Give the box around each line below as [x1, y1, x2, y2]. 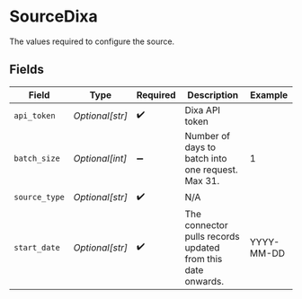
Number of [184, 129, 231, 142]
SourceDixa [9, 6, 99, 27]
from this [184, 252, 223, 265]
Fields [9, 62, 45, 77]
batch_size [13, 153, 60, 163]
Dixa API [184, 103, 221, 116]
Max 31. [184, 174, 220, 187]
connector [184, 218, 228, 231]
